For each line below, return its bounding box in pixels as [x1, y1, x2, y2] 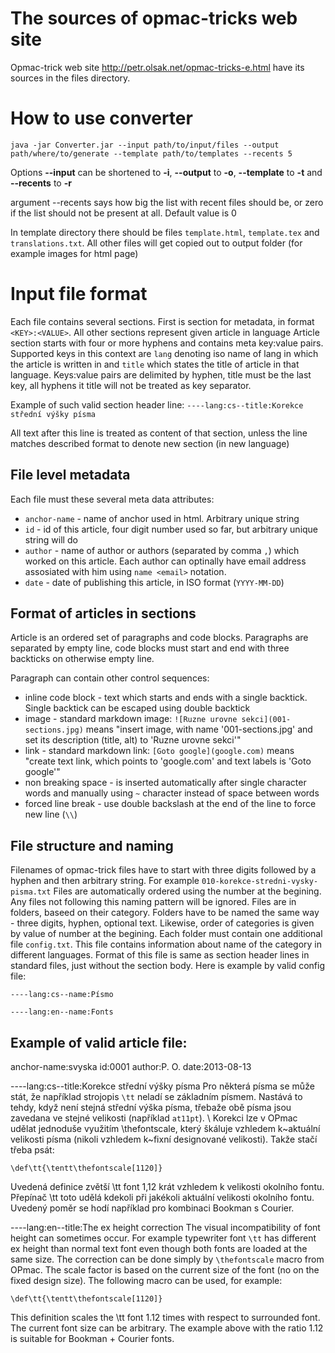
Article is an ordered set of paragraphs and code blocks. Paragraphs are [10, 632, 309, 644]
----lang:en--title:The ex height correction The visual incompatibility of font [10, 1222, 321, 1234]
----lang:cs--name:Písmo [10, 990, 114, 1000]
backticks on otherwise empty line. [10, 653, 155, 665]
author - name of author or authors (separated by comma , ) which [24, 544, 300, 556]
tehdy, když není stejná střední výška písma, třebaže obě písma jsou [10, 1102, 292, 1114]
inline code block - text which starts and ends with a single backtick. [24, 692, 308, 704]
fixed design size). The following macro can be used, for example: [10, 1275, 283, 1287]
